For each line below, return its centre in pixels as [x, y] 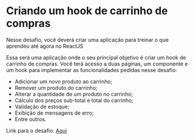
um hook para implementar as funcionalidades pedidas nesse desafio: [92, 70]
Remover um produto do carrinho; [56, 87]
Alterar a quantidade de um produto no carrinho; [74, 94]
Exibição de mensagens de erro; [54, 113]
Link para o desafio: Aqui [36, 131]
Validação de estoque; [42, 106]
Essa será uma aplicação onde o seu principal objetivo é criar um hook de [96, 57]
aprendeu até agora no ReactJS [45, 46]
